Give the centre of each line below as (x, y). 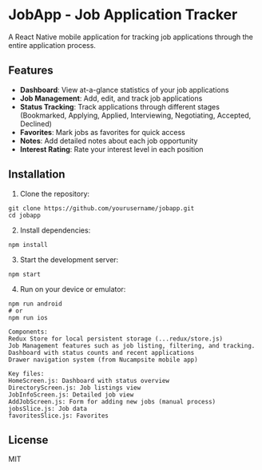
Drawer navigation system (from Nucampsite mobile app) (103, 360)
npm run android (35, 304)
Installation (37, 175)
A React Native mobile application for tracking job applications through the (131, 37)
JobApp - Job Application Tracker (123, 15)
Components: (28, 332)
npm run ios (28, 317)
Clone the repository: (55, 193)
